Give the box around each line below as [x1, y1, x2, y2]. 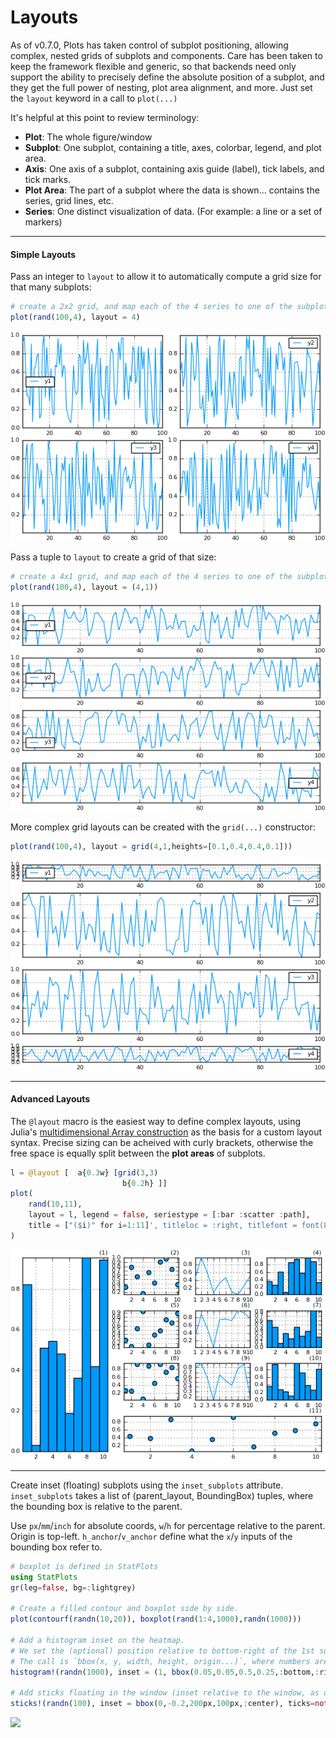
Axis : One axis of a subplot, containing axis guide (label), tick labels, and [24, 162, 325, 175]
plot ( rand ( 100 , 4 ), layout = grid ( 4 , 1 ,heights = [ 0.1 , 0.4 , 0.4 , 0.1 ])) [10, 841, 293, 851]
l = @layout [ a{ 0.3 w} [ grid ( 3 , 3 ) [10, 1167, 159, 1178]
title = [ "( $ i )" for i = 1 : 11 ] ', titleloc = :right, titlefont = [28, 1221, 298, 1231]
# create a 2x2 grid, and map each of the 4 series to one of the [10, 302, 293, 312]
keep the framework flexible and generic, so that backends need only [10, 60, 297, 72]
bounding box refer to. [10, 1541, 103, 1553]
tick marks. [24, 173, 72, 185]
